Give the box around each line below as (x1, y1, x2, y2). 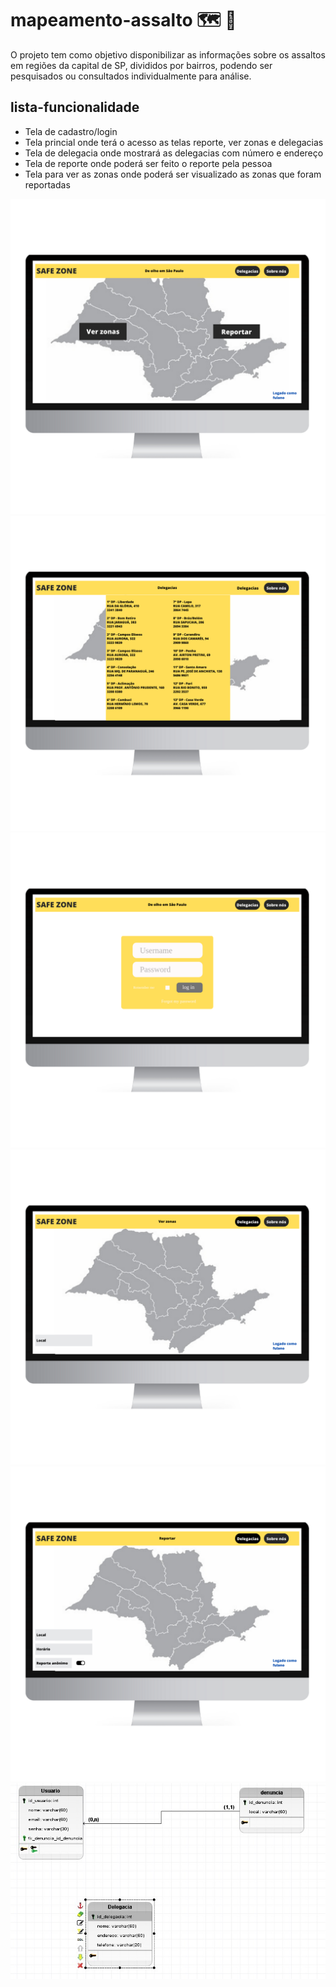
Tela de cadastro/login (24, 125, 118, 137)
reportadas (24, 178, 71, 191)
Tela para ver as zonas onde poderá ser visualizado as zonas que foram (24, 168, 322, 180)
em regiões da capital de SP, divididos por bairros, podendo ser (10, 59, 273, 71)
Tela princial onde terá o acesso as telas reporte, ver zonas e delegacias (24, 136, 324, 148)
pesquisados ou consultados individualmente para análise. (10, 70, 252, 82)
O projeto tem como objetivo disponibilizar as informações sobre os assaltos (10, 48, 326, 61)
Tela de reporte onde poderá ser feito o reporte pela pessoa (24, 157, 273, 169)
